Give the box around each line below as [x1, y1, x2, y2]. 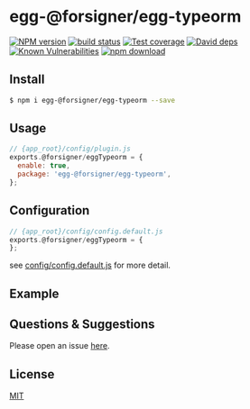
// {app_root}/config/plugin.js [9, 144, 131, 154]
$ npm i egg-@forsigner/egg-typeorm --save [9, 95, 176, 105]
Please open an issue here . [9, 341, 110, 351]
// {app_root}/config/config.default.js [9, 227, 164, 236]
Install [9, 72, 45, 87]
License [9, 367, 55, 382]
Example [9, 286, 60, 301]
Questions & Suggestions [9, 317, 155, 332]
